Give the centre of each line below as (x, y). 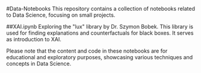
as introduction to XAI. (34, 39)
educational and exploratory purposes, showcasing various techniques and (100, 57)
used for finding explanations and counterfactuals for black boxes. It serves (100, 33)
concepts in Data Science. (39, 63)
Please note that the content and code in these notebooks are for (87, 51)
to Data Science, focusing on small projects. (61, 15)
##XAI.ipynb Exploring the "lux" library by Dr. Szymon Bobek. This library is (100, 27)
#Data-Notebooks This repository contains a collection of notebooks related (101, 9)
